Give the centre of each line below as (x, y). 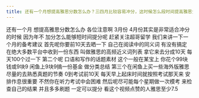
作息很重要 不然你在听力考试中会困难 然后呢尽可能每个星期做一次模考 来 (99, 81)
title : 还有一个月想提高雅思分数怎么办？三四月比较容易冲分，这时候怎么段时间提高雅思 (99, 12)
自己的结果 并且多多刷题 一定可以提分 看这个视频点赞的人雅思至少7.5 (95, 88)
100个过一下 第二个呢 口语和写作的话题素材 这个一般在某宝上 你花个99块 (99, 59)
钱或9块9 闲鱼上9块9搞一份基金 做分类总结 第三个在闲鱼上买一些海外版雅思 (98, 67)
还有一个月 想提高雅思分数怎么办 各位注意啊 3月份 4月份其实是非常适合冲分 (98, 29)
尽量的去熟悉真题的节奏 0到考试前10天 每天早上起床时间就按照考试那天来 (95, 74)
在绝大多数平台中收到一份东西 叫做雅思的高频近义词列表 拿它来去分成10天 (96, 52)
